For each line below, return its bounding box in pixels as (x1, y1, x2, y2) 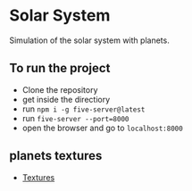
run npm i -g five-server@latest (21, 104, 146, 114)
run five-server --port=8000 (21, 112, 129, 123)
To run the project (9, 61, 111, 76)
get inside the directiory (21, 94, 111, 104)
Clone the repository (21, 84, 98, 95)
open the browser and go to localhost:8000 (21, 122, 183, 133)
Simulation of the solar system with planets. (9, 35, 170, 46)
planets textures (9, 148, 103, 163)
